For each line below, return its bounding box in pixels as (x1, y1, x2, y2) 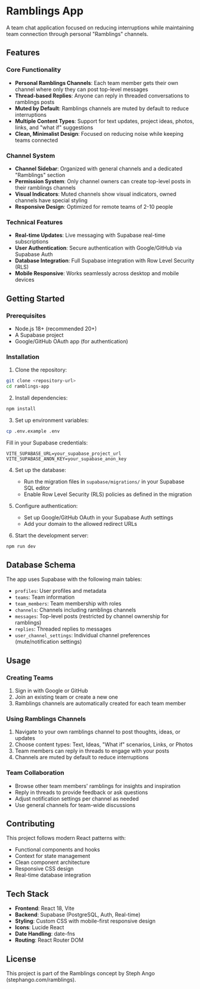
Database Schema (6, 559, 76, 570)
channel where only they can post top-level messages (14, 86, 148, 93)
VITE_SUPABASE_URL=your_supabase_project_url (6, 451, 121, 457)
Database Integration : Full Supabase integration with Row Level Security (14, 257, 195, 264)
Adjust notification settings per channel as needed (14, 795, 139, 802)
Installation (6, 352, 40, 361)
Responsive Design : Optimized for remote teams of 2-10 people (14, 203, 173, 210)
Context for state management (14, 853, 91, 860)
